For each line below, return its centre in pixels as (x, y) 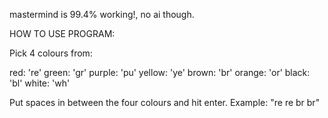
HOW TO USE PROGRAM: (62, 33)
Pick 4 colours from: (51, 53)
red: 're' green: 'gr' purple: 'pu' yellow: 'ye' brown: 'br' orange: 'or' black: (160, 72)
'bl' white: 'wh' (40, 83)
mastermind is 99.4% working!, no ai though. (102, 14)
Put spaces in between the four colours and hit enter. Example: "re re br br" (165, 102)
